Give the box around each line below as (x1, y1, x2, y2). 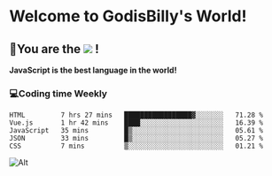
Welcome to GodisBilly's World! (9, 6, 247, 27)
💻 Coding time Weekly (9, 87, 108, 99)
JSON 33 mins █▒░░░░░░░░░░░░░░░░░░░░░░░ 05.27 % (9, 134, 264, 143)
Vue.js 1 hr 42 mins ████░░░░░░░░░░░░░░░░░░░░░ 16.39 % (9, 119, 264, 127)
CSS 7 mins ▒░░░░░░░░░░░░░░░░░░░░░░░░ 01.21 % (9, 142, 264, 151)
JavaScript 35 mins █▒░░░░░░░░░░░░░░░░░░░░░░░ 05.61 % (9, 126, 264, 135)
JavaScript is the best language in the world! (9, 65, 177, 75)
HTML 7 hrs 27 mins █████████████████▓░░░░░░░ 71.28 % (9, 111, 264, 120)
